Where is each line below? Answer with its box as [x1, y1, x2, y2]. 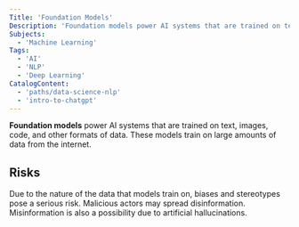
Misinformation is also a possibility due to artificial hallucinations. [9, 207, 247, 218]
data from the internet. [9, 139, 92, 150]
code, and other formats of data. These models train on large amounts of [9, 130, 277, 141]
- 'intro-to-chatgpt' [17, 95, 98, 105]
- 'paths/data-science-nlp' [17, 87, 122, 96]
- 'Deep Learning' [17, 71, 86, 80]
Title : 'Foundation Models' [9, 12, 114, 22]
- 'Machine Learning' [17, 37, 98, 47]
